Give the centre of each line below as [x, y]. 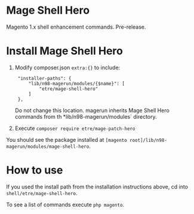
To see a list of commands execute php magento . [65, 204]
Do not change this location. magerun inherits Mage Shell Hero [92, 110]
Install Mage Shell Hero [65, 51]
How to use [35, 170]
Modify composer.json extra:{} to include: [67, 67]
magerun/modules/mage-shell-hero [48, 147]
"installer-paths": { [44, 78]
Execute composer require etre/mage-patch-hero [75, 128]
